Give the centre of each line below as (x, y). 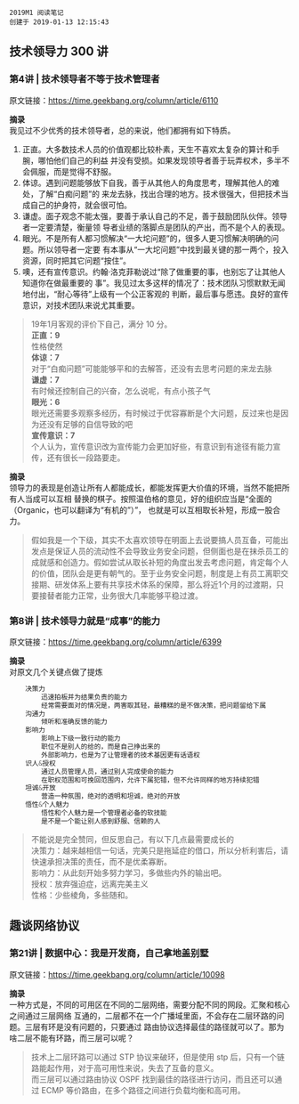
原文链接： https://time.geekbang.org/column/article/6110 (114, 100)
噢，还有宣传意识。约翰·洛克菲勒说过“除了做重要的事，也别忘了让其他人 (154, 272)
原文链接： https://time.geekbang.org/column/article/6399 (116, 641)
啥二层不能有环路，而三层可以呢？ (72, 1038)
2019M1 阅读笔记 (36, 12)
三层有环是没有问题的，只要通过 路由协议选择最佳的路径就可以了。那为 (154, 1027)
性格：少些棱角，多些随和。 (82, 895)
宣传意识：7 (53, 435)
